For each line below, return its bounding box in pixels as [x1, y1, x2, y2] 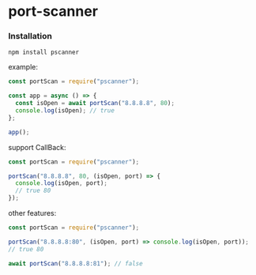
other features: [8, 209, 57, 218]
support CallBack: [8, 142, 66, 152]
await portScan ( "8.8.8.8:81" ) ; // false [8, 259, 144, 267]
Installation [8, 31, 53, 42]
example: [8, 62, 38, 72]
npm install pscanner [8, 48, 80, 57]
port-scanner [8, 2, 99, 21]
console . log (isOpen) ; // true [15, 107, 115, 115]
